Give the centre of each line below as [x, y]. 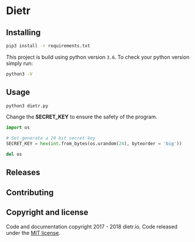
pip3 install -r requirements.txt [48, 46]
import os [18, 128]
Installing [23, 33]
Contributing [30, 192]
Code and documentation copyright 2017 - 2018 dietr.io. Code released [92, 226]
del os [14, 154]
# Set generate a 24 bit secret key [51, 138]
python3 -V [19, 74]
